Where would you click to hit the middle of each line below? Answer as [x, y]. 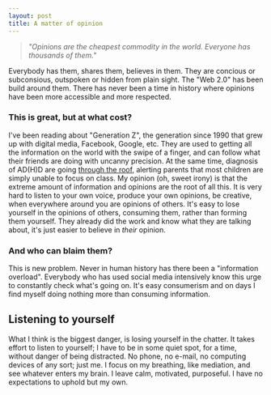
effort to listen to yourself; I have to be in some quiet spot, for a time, [123, 347]
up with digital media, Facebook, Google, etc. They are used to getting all [130, 143]
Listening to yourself [61, 319]
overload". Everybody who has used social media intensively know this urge [135, 277]
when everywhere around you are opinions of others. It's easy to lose [124, 204]
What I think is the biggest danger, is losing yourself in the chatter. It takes [131, 339]
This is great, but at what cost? [70, 117]
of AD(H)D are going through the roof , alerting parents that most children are [136, 169]
